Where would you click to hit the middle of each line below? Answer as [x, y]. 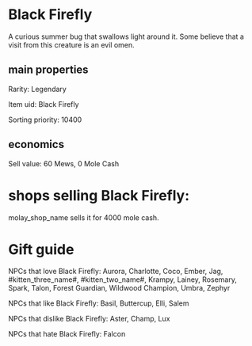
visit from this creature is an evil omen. [71, 44]
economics [36, 144]
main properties [48, 70]
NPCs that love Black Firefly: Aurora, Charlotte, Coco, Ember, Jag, [116, 272]
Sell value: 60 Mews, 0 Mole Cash [64, 163]
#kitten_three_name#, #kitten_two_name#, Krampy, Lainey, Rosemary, [123, 279]
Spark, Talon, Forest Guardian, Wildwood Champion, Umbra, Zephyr [119, 288]
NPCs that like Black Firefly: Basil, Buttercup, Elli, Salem [99, 303]
